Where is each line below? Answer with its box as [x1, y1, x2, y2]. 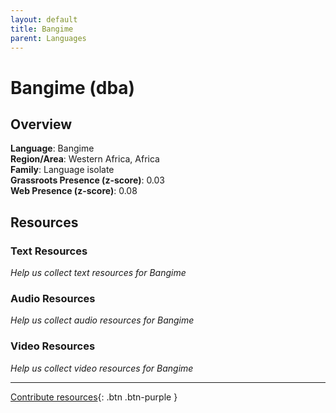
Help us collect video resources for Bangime [10, 362, 194, 374]
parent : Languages [10, 33, 87, 43]
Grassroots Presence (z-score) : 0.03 [10, 174, 166, 186]
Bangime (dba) [10, 76, 136, 99]
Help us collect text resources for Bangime [10, 267, 187, 279]
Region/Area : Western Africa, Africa [10, 153, 160, 165]
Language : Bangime [10, 142, 95, 155]
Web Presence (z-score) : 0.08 [10, 185, 138, 197]
